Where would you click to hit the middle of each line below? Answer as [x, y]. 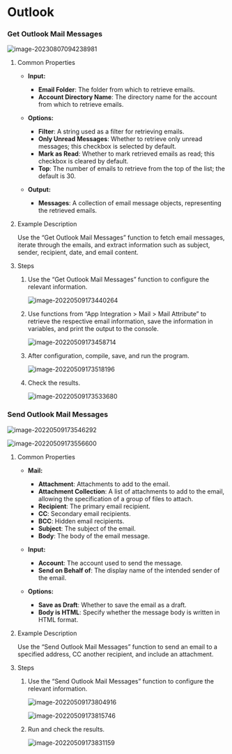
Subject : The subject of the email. [87, 528]
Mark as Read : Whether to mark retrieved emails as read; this [126, 154]
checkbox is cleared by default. [83, 161]
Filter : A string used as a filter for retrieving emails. [111, 132]
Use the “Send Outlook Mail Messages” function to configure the [121, 681]
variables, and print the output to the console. [93, 329]
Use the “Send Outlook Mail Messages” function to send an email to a [117, 646]
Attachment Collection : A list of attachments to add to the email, [131, 491]
